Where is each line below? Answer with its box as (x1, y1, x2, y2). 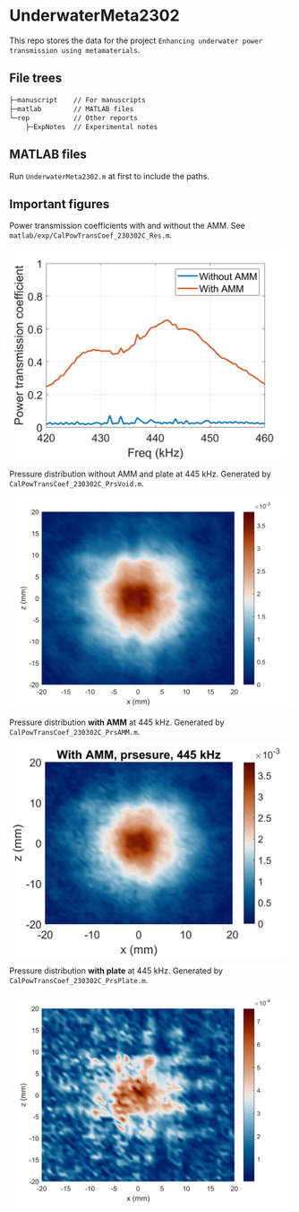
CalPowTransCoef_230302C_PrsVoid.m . (9, 478, 145, 489)
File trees (9, 71, 63, 86)
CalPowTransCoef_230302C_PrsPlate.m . (9, 975, 149, 986)
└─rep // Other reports (9, 113, 139, 122)
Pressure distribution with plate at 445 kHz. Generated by (9, 965, 224, 976)
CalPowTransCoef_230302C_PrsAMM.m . (9, 727, 141, 737)
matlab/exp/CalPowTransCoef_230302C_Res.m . (9, 230, 173, 240)
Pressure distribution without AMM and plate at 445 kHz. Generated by (9, 468, 271, 480)
